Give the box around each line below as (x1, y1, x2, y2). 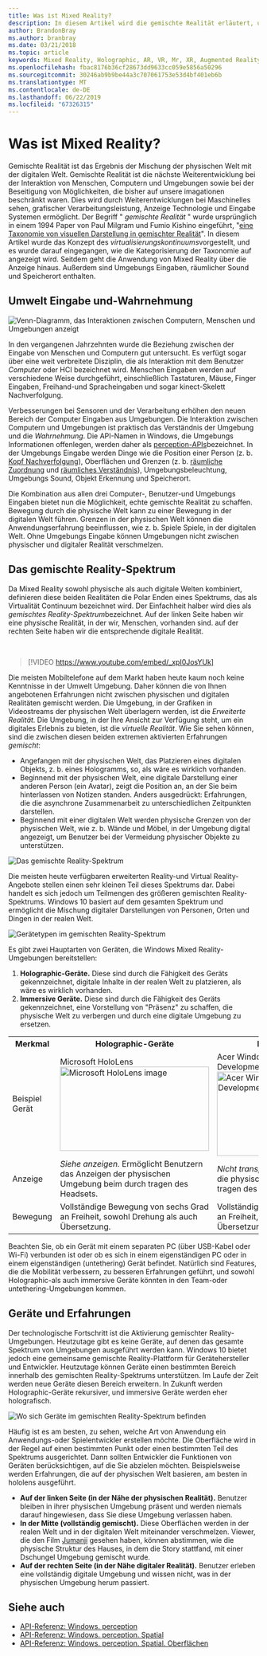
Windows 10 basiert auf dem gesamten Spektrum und (47, 897, 224, 906)
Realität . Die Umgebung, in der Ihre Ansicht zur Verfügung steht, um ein (8, 715, 244, 724)
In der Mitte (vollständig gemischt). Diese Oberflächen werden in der (19, 1518, 250, 1528)
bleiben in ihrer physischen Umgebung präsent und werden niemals (19, 1501, 242, 1511)
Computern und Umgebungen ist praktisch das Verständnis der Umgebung (8, 422, 254, 432)
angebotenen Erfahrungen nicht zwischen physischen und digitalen (8, 689, 230, 699)
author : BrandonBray (8, 26, 77, 34)
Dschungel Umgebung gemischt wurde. (19, 1552, 151, 1562)
